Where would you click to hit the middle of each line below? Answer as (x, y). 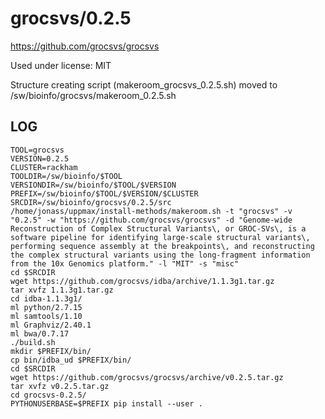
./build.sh (33, 342)
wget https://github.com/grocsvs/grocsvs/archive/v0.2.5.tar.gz (147, 377)
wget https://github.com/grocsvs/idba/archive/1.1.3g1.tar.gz (142, 281)
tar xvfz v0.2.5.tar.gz (60, 386)
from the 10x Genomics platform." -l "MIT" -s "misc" (125, 263)
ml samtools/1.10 (46, 316)
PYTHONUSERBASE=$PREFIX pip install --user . (106, 403)
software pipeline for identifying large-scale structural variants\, (160, 237)
